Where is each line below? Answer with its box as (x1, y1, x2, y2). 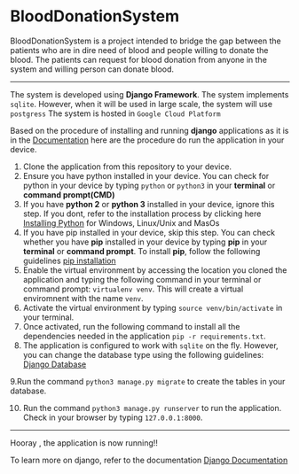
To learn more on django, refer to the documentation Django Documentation (10, 455, 288, 465)
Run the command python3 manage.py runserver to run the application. (22, 402, 282, 413)
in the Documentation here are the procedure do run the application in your (10, 135, 285, 145)
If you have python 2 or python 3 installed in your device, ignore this (22, 198, 275, 209)
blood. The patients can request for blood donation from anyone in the (10, 54, 267, 65)
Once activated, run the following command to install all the (22, 321, 240, 331)
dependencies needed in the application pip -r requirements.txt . (22, 330, 266, 341)
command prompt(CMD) (22, 189, 115, 200)
